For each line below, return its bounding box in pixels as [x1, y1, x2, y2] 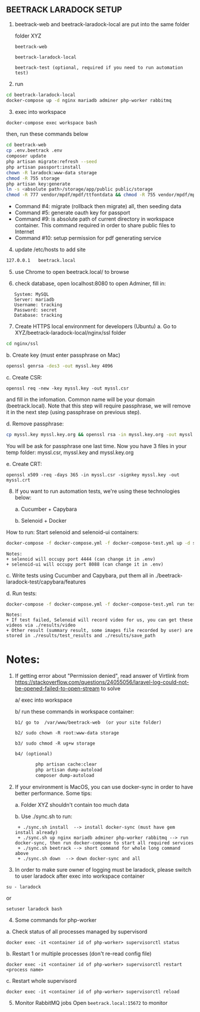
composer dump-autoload [35, 773, 95, 779]
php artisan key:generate [6, 181, 70, 187]
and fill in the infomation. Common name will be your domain [6, 396, 155, 403]
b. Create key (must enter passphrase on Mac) [6, 351, 121, 359]
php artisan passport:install [6, 164, 82, 170]
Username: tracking [14, 302, 62, 308]
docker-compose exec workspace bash [6, 119, 97, 126]
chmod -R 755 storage [6, 175, 60, 181]
